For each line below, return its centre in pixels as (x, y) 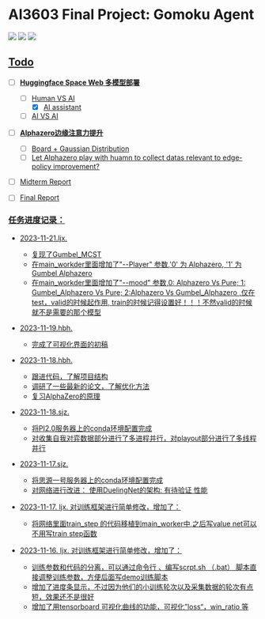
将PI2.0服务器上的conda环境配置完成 (92, 428)
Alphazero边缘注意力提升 (61, 133)
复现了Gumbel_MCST (66, 254)
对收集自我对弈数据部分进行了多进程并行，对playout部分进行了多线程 (144, 438)
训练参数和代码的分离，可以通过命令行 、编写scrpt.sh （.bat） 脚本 (141, 567)
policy (41, 167)
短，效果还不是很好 (63, 596)
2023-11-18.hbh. (46, 360)
